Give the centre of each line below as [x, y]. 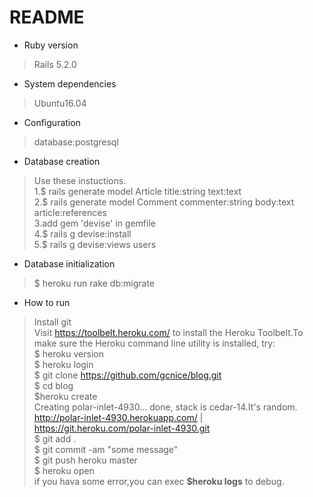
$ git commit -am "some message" [106, 449]
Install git [52, 322]
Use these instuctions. [80, 180]
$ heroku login [63, 364]
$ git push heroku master [85, 460]
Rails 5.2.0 [55, 64]
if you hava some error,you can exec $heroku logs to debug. [159, 481]
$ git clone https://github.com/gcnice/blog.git [127, 375]
